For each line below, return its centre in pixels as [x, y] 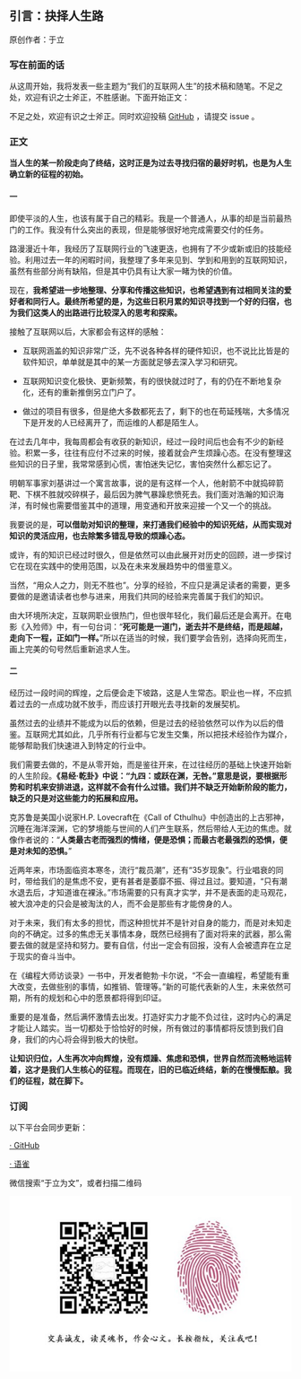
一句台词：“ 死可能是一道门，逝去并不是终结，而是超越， [184, 626]
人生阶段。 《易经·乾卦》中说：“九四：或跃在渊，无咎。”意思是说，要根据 [148, 775]
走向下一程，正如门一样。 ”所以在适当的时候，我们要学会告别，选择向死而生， [150, 637]
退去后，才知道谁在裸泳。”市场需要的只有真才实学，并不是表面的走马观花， [154, 892]
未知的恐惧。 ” [48, 851]
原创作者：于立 [37, 39]
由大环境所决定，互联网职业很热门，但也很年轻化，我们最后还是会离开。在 [146, 615]
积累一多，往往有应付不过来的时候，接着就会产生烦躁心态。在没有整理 [154, 452]
